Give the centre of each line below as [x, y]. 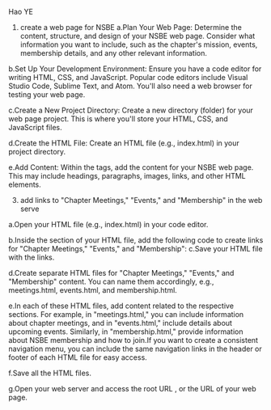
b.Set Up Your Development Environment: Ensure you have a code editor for [135, 69]
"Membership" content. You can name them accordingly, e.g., [111, 281]
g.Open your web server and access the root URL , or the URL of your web [132, 389]
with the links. [32, 257]
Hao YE [21, 12]
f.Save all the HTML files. [50, 373]
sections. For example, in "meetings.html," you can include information [126, 314]
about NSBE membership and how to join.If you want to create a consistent [133, 340]
